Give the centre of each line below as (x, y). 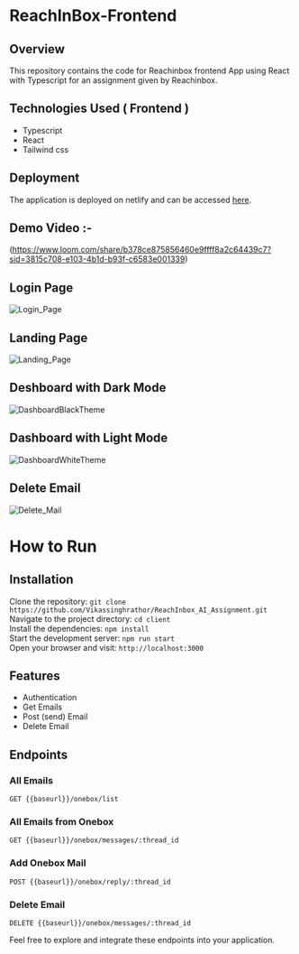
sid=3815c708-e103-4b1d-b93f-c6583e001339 (97, 259)
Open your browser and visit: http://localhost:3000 (107, 647)
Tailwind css (45, 149)
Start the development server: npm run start (92, 638)
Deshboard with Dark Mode (88, 388)
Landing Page (49, 338)
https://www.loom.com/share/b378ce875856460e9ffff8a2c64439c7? (142, 250)
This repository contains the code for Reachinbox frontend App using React (149, 70)
